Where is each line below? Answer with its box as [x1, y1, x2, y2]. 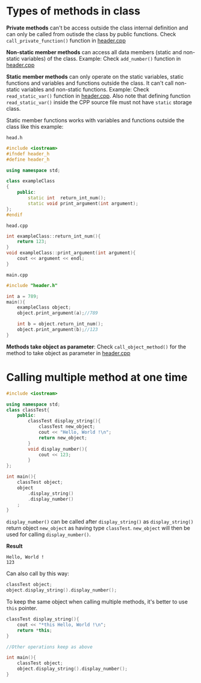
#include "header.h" [6, 282, 58, 288]
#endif [6, 212, 23, 218]
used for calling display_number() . [6, 531, 91, 538]
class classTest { [6, 407, 50, 413]
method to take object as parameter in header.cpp [6, 349, 131, 356]
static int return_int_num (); [28, 195, 107, 201]
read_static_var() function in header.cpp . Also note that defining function [6, 92, 191, 99]
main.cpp [6, 272, 28, 278]
